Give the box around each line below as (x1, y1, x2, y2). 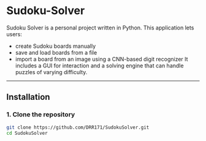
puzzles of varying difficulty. (15, 68, 88, 75)
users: (6, 30, 23, 37)
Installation (6, 92, 50, 102)
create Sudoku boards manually (15, 42, 96, 50)
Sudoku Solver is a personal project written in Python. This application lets (6, 24, 194, 31)
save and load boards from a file (15, 48, 97, 56)
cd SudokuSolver (6, 130, 48, 136)
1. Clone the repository (6, 110, 75, 119)
